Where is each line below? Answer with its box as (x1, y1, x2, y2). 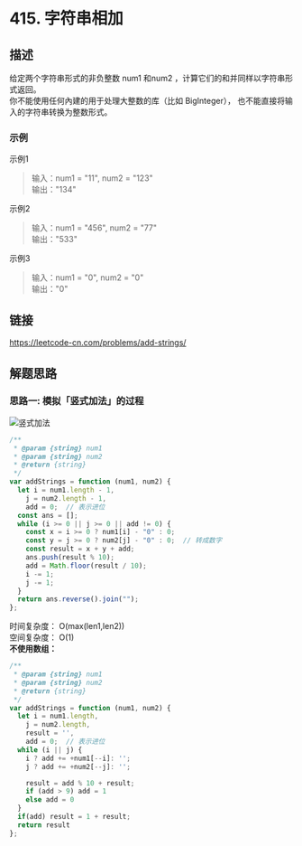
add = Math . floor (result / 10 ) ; (25, 561, 147, 570)
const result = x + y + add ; (25, 544, 135, 554)
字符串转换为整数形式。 (24, 107, 113, 117)
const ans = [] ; (17, 511, 78, 520)
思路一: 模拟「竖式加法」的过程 (9, 395, 144, 408)
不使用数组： (9, 644, 57, 654)
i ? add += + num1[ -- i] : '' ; (25, 754, 131, 763)
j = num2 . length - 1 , (25, 493, 106, 503)
